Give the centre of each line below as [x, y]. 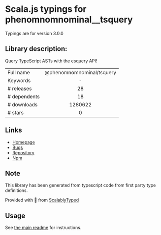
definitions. [16, 190]
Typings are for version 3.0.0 [34, 33]
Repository [23, 152]
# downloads [23, 104]
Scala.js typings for [46, 9]
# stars [16, 112]
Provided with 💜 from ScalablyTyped [42, 200]
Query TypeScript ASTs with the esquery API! [51, 61]
